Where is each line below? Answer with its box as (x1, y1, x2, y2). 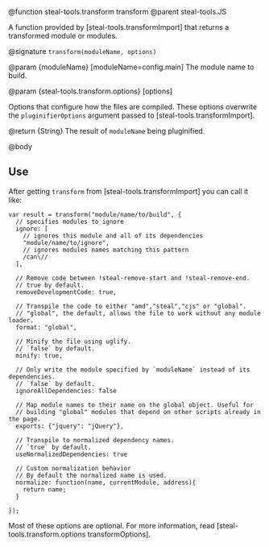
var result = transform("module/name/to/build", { (8, 210, 182, 218)
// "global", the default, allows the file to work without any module (15, 309, 262, 317)
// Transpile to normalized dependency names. (15, 436, 175, 444)
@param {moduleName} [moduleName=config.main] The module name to (8, 62, 255, 72)
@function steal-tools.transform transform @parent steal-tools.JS (8, 7, 227, 16)
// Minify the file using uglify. (15, 338, 131, 346)
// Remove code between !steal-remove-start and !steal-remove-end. (15, 274, 250, 282)
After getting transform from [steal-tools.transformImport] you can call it (8, 186, 248, 196)
